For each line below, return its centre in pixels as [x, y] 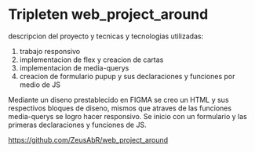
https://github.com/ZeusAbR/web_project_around [88, 139]
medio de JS [40, 85]
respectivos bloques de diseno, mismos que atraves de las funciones [120, 108]
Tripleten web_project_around [108, 14]
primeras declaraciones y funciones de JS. [77, 125]
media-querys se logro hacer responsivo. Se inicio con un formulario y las [127, 116]
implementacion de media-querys [74, 67]
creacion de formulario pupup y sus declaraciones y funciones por [127, 76]
